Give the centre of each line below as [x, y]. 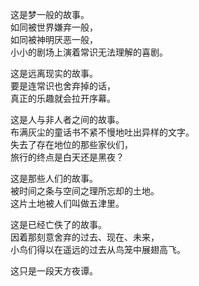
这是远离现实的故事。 [54, 73]
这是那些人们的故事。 [54, 178]
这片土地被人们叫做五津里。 [67, 203]
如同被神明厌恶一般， [54, 39]
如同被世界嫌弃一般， [54, 27]
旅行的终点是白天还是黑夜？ [67, 157]
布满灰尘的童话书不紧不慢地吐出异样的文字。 [102, 132]
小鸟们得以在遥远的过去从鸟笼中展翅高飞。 [98, 249]
